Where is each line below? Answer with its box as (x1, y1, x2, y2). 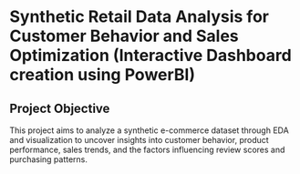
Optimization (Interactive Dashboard (9, 46, 292, 66)
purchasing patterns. (9, 154, 88, 165)
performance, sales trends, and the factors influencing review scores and (9, 144, 285, 155)
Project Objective (9, 100, 110, 116)
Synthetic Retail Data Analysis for (9, 6, 269, 27)
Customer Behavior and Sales (9, 26, 239, 46)
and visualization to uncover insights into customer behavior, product (9, 135, 269, 145)
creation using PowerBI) (9, 65, 196, 86)
